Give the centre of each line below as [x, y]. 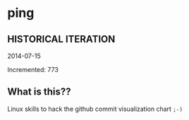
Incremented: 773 [33, 70]
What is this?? [39, 92]
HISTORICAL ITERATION [61, 39]
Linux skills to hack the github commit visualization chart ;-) [95, 109]
